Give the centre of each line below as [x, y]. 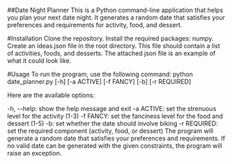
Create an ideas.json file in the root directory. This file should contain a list [114, 46]
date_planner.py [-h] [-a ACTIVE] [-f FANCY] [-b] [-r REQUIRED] [99, 82]
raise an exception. [34, 153]
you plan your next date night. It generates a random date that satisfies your [116, 17]
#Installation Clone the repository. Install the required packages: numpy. [110, 38]
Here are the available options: [51, 95]
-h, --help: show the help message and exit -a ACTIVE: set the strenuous [112, 109]
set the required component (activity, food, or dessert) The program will [110, 131]
